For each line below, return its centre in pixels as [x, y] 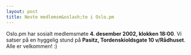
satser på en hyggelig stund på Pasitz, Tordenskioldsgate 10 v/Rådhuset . [96, 40]
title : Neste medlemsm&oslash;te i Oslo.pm [60, 17]
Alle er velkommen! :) [32, 46]
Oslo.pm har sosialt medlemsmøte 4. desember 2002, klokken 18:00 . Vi [94, 33]
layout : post [22, 11]
